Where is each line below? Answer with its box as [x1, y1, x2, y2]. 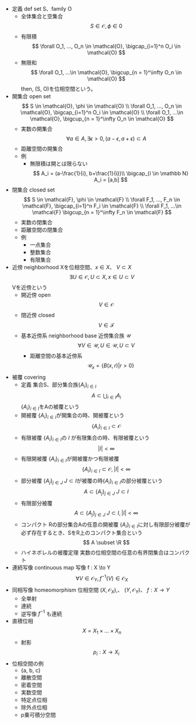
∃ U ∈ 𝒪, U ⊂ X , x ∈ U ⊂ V [69, 273, 134, 280]
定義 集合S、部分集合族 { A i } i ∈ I [20, 381, 97, 390]
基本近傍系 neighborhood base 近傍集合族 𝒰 [20, 332, 131, 339]
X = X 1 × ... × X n [82, 627, 121, 636]
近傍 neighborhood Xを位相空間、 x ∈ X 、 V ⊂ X [11, 264, 132, 270]
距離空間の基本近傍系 [29, 352, 82, 359]
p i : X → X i [93, 649, 120, 657]
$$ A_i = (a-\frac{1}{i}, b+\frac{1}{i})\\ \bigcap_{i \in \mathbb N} [32, 170, 189, 177]
